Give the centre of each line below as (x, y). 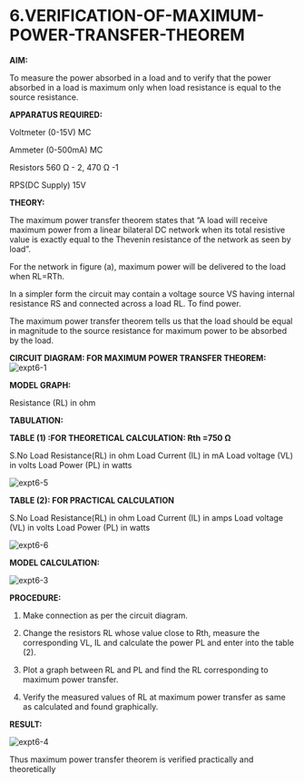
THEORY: (27, 202)
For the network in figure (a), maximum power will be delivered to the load (147, 266)
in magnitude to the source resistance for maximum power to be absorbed (148, 330)
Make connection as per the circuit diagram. (105, 615)
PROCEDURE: (35, 597)
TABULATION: (36, 420)
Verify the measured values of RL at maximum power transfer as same (154, 697)
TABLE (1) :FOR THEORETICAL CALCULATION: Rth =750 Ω (120, 437)
